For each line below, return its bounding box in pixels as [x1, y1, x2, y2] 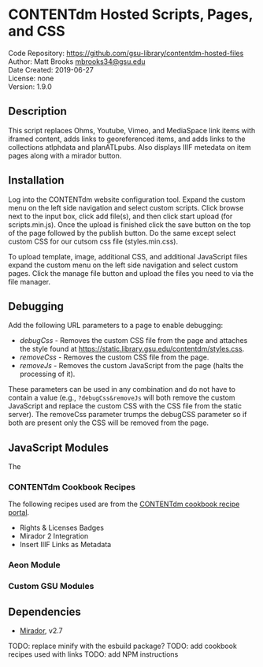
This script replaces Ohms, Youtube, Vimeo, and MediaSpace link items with [8, 125, 256, 135]
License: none [8, 73, 54, 83]
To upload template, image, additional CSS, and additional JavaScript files [8, 252, 248, 261]
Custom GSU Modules [8, 581, 94, 592]
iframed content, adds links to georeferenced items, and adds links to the [8, 134, 246, 143]
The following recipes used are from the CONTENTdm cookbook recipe [8, 499, 240, 509]
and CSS [8, 22, 65, 40]
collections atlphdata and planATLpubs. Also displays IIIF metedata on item [8, 142, 252, 151]
